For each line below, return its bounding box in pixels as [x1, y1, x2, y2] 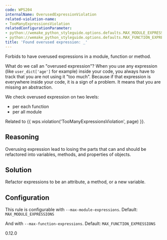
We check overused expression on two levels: [5, 94, 99, 100]
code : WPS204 [5, 7, 32, 12]
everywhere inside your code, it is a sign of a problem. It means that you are [5, 79, 161, 85]
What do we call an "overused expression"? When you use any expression [5, 63, 158, 69]
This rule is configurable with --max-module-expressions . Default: [5, 207, 138, 213]
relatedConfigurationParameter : [5, 26, 72, 31]
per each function [12, 103, 49, 110]
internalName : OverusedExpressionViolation [5, 12, 97, 17]
